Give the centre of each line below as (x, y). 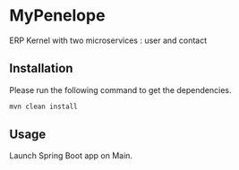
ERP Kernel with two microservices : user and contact (108, 40)
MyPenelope (57, 16)
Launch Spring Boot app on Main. (71, 156)
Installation (41, 68)
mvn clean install (43, 106)
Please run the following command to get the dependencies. (120, 89)
